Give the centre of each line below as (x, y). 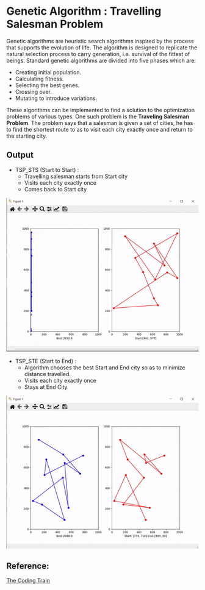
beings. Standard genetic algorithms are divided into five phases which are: (101, 60)
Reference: (28, 566)
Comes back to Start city (56, 189)
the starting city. (27, 136)
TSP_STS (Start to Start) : (47, 169)
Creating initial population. (48, 72)
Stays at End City (46, 387)
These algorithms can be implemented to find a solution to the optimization (101, 110)
